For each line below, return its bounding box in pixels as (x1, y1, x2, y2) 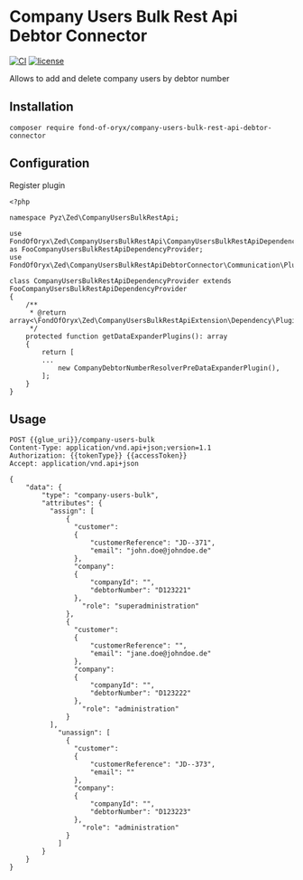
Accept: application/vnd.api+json (9, 459, 140, 468)
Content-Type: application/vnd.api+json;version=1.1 (9, 443, 212, 453)
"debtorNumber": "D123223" (89, 808, 192, 817)
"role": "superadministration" (81, 601, 200, 611)
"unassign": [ (57, 728, 111, 738)
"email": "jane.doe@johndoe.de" (89, 649, 212, 658)
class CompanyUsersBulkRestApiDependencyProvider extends (9, 276, 232, 286)
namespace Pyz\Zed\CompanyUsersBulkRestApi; (9, 213, 179, 222)
